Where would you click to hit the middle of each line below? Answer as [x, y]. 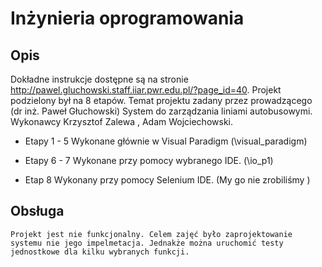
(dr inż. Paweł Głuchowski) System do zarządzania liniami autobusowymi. [161, 111]
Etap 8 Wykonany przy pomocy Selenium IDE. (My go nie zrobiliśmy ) [167, 180]
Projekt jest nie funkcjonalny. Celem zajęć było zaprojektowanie [151, 234]
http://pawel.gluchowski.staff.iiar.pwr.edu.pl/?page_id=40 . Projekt [146, 90]
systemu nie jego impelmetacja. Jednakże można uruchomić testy [147, 243]
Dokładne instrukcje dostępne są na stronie [99, 79]
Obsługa [37, 211]
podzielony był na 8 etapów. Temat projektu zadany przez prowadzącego [161, 100]
